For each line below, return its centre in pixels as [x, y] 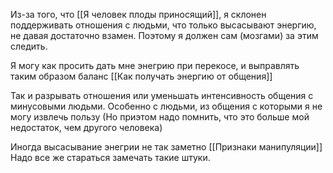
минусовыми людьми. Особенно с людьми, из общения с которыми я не [166, 106]
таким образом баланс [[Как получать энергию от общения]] [141, 76]
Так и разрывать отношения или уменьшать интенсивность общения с [162, 95]
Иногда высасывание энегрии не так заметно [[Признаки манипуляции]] [166, 147]
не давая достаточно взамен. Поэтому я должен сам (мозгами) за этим [164, 35]
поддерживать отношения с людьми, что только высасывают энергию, [163, 25]
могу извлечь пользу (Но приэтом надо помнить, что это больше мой [160, 117]
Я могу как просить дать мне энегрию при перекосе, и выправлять [155, 65]
